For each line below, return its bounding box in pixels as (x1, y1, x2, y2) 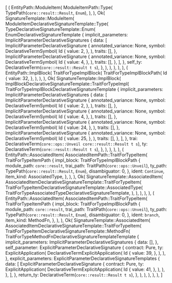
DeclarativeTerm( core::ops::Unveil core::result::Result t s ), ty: (5, 141, 148, 147)
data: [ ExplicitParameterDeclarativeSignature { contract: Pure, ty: (5, 261, 144, 267)
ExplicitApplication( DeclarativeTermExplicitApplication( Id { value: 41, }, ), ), (5, 267, 165, 272)
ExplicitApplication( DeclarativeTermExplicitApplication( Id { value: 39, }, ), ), (5, 250, 166, 256)
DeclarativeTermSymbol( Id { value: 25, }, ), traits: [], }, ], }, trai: (5, 136, 138, 141)
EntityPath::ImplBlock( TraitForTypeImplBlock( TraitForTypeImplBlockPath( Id (5, 70, 167, 76)
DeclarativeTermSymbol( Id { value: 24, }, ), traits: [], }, (5, 124, 120, 130)
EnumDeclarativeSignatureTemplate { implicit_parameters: (5, 32, 128, 37)
